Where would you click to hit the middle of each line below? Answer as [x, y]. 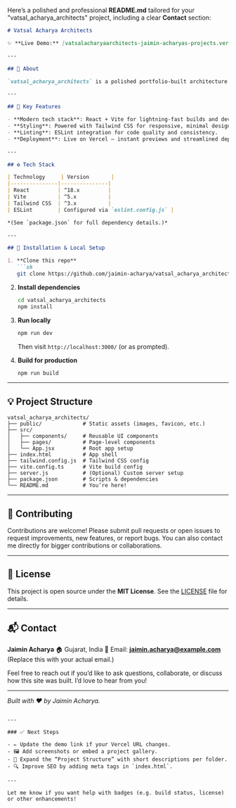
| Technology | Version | [61, 177]
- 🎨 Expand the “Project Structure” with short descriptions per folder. [118, 759]
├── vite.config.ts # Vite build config [75, 467]
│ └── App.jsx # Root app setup [70, 449]
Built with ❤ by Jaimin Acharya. [54, 700]
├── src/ [20, 430]
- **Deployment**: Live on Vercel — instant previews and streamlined [113, 139]
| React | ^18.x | [59, 190]
